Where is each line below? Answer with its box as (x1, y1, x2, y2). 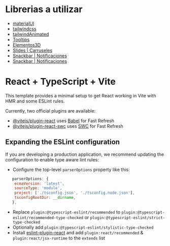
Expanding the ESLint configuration (5, 138, 120, 147)
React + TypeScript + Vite (5, 76, 116, 87)
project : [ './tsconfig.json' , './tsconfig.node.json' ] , (14, 190, 135, 196)
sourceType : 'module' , (14, 186, 62, 191)
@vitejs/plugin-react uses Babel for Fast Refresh (12, 118, 115, 124)
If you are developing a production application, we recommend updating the (5, 151, 164, 157)
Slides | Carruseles (12, 47, 52, 53)
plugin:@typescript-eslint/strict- (90, 215, 165, 220)
